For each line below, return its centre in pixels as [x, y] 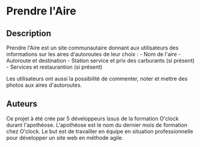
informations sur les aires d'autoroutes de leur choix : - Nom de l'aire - [94, 54]
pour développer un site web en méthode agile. [65, 137]
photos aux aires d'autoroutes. [44, 85]
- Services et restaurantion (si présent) [54, 67]
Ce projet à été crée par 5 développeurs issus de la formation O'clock [92, 118]
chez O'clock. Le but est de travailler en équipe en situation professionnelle [100, 131]
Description [29, 33]
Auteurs [22, 104]
